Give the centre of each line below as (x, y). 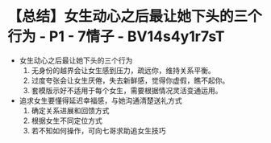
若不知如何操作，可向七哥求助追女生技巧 (98, 130)
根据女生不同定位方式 (67, 121)
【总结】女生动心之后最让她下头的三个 (135, 16)
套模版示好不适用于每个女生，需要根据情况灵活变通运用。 (127, 90)
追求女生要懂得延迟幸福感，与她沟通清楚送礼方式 (100, 100)
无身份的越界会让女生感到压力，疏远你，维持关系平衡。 (123, 70)
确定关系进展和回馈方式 (70, 110)
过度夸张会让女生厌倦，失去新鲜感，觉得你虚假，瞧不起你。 (130, 80)
